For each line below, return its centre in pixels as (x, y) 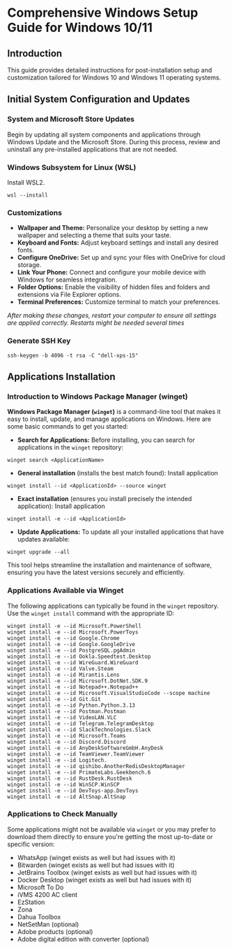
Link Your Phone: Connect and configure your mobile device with (111, 273)
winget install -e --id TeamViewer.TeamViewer (76, 754)
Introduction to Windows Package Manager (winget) (98, 397)
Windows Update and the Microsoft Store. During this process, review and (114, 141)
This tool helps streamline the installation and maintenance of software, (110, 565)
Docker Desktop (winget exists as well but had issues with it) (105, 880)
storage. (29, 265)
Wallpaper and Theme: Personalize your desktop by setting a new (113, 228)
